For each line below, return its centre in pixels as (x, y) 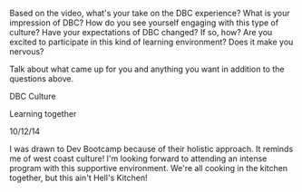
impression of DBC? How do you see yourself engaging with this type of (144, 23)
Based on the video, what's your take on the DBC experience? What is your (150, 13)
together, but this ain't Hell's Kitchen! (78, 178)
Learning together (43, 114)
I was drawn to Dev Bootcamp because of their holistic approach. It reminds (151, 149)
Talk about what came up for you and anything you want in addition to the (147, 69)
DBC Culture (33, 96)
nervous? (27, 52)
